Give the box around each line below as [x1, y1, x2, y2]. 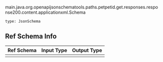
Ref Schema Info [5, 32, 57, 41]
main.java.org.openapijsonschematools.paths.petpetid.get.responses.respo [5, 4, 159, 10]
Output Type [72, 47, 102, 54]
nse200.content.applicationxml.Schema [5, 9, 86, 15]
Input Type [41, 47, 67, 54]
